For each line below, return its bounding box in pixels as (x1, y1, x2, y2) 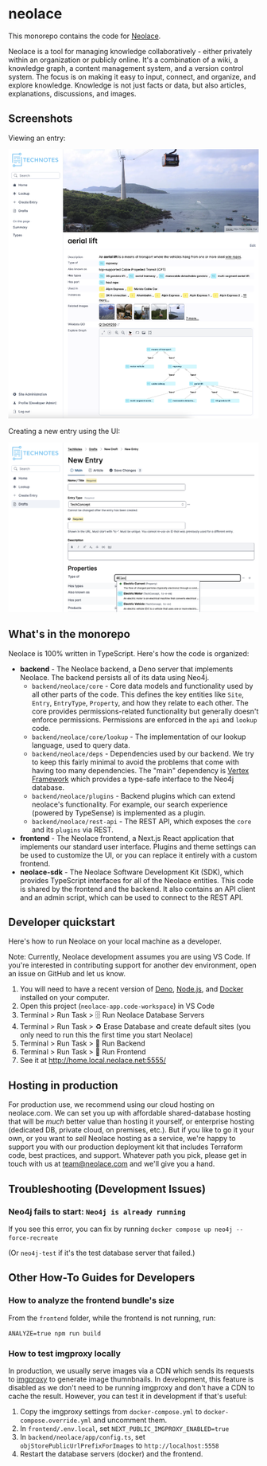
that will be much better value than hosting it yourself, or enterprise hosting (8, 1116, 255, 1127)
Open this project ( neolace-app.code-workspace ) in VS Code (19, 1001, 215, 1011)
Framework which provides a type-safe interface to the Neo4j (31, 774, 234, 784)
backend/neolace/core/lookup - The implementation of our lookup (31, 732, 246, 741)
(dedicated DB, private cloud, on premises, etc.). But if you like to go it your (8, 1125, 254, 1135)
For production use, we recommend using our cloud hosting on (8, 1100, 215, 1109)
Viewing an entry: (8, 133, 66, 143)
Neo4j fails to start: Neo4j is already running (8, 1206, 186, 1217)
